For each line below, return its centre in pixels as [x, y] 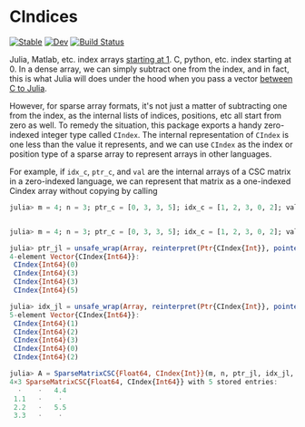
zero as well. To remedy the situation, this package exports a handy [136, 125]
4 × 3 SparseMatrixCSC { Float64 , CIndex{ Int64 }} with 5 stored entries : [144, 382]
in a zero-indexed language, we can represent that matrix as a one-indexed [150, 181]
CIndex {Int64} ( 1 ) [46, 324]
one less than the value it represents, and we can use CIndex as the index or [151, 144]
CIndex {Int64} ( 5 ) [46, 291]
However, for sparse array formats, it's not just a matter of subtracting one [148, 105]
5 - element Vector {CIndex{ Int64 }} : [75, 315]
